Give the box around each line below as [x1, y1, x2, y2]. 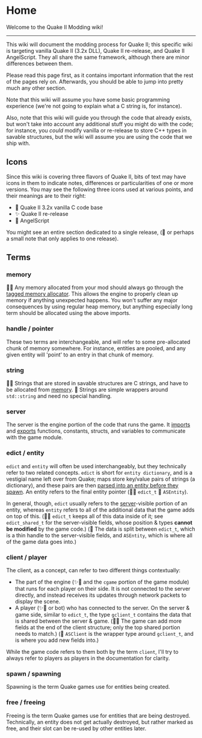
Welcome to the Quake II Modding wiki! [6, 23, 103, 31]
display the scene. [14, 597, 61, 605]
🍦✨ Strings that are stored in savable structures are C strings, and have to [6, 380, 188, 387]
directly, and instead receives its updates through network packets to [14, 591, 187, 599]
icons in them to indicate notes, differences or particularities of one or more [6, 179, 194, 186]
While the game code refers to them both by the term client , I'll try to [6, 648, 179, 655]
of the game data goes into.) [6, 538, 77, 545]
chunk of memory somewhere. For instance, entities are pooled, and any [6, 344, 186, 352]
